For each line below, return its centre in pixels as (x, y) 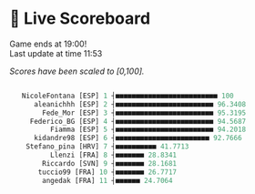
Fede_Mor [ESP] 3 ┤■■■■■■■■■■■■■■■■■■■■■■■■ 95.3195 (144, 113)
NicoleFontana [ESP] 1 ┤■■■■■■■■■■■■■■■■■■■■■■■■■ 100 (127, 96)
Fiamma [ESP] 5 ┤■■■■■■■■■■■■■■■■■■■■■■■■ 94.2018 (148, 130)
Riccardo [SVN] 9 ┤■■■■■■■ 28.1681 (110, 163)
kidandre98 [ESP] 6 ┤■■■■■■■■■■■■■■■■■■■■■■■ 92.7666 (138, 138)
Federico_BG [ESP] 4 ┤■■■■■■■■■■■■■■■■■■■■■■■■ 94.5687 (138, 121)
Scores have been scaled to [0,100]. (77, 71)
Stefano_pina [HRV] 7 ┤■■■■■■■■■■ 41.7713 (107, 147)
